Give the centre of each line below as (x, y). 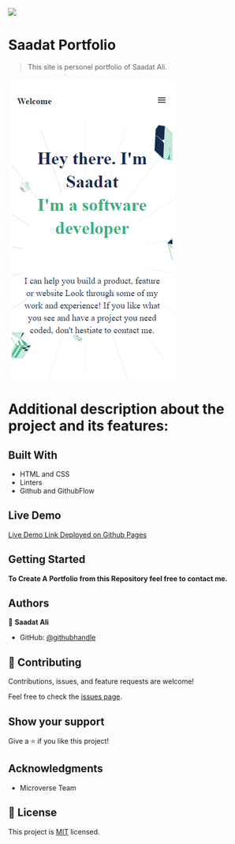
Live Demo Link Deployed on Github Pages (78, 535)
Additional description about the (116, 409)
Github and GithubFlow (57, 490)
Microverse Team (48, 788)
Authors (29, 603)
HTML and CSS (45, 474)
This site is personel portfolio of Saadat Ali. (97, 66)
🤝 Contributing (45, 662)
